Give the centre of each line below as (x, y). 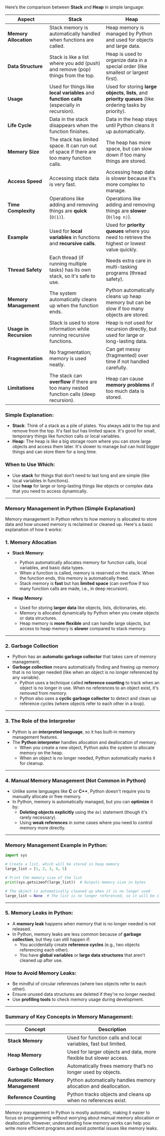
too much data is (125, 391)
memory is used (68, 358)
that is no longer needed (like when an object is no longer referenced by (85, 672)
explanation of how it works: (34, 529)
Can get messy (123, 349)
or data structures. (38, 618)
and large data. (123, 46)
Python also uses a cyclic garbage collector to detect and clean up (88, 699)
